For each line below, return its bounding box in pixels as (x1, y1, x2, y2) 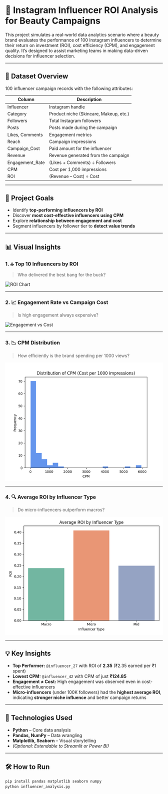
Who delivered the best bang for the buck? (17, 272, 106, 277)
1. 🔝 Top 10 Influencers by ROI (5, 260, 78, 267)
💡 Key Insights (5, 649, 51, 658)
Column (17, 96, 35, 102)
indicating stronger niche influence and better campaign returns (12, 694, 146, 700)
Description (76, 96, 102, 102)
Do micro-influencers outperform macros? (17, 506, 105, 512)
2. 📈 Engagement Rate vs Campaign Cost (5, 298, 108, 305)
